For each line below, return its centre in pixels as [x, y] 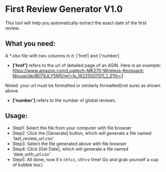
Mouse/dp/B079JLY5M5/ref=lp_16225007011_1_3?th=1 [68, 76]
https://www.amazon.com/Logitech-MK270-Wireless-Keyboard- [78, 70]
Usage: [17, 116]
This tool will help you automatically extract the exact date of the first [76, 23]
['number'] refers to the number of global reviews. [64, 100]
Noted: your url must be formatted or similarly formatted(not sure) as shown [83, 85]
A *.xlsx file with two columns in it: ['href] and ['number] [62, 56]
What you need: [30, 44]
